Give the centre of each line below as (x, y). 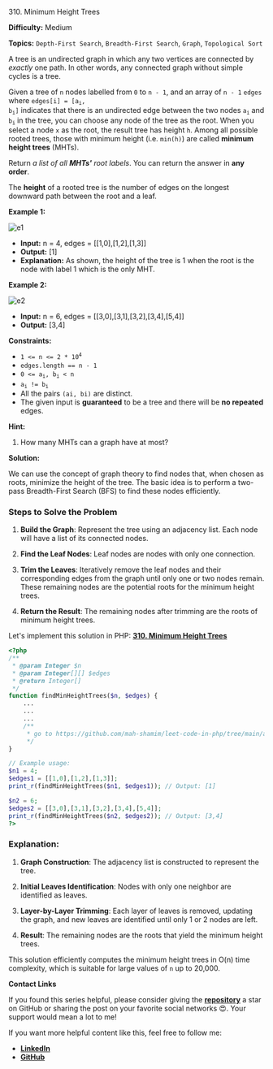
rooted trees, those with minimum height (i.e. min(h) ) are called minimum (131, 139)
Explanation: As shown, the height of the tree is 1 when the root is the (137, 261)
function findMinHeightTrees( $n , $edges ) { (83, 696)
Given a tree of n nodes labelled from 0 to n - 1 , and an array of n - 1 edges (135, 92)
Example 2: (28, 285)
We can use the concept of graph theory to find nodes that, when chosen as (136, 474)
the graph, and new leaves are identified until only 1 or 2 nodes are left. (139, 919)
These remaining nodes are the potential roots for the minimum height (137, 587)
